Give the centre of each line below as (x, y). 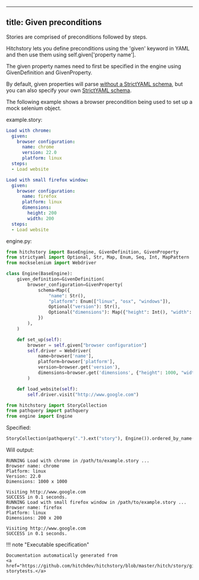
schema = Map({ (54, 290)
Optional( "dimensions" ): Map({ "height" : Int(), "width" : (120, 313)
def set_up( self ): (39, 339)
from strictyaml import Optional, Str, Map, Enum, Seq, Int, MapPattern (98, 257)
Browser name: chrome (33, 466)
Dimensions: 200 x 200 (34, 518)
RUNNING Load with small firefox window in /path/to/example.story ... (96, 503)
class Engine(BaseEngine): (39, 274)
